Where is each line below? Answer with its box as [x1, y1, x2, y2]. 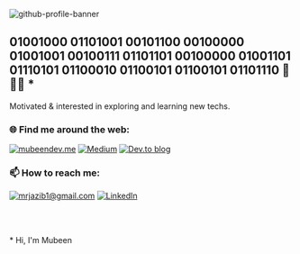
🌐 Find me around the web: [9, 122, 131, 135]
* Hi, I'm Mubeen [9, 235, 72, 246]
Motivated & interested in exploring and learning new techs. [9, 100, 231, 112]
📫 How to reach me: [9, 167, 101, 179]
